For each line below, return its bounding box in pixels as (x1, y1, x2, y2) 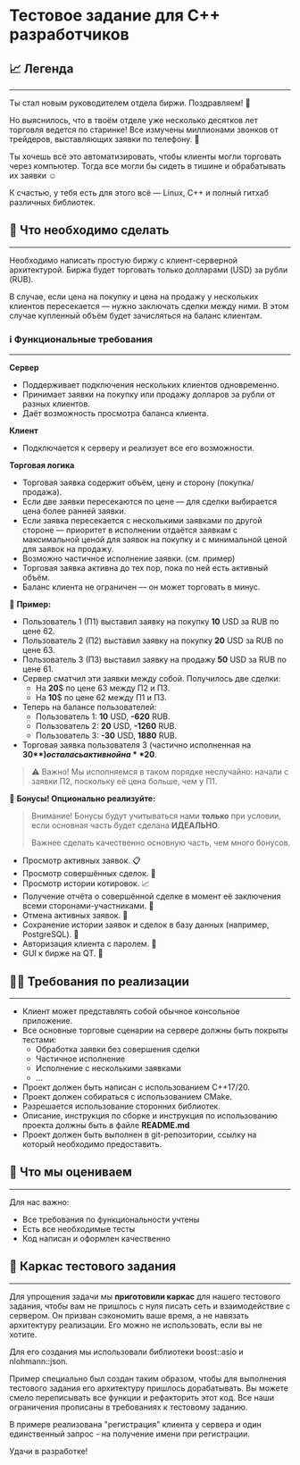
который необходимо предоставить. (21, 1138, 162, 1149)
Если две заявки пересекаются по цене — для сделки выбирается (21, 497, 278, 507)
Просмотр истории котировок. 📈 (21, 878, 150, 889)
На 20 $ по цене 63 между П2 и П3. (35, 682, 171, 693)
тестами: (21, 1034, 56, 1045)
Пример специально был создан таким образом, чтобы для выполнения (9, 1373, 287, 1384)
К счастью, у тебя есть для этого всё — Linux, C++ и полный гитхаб (9, 188, 270, 197)
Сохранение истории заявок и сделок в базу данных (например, (21, 919, 270, 930)
